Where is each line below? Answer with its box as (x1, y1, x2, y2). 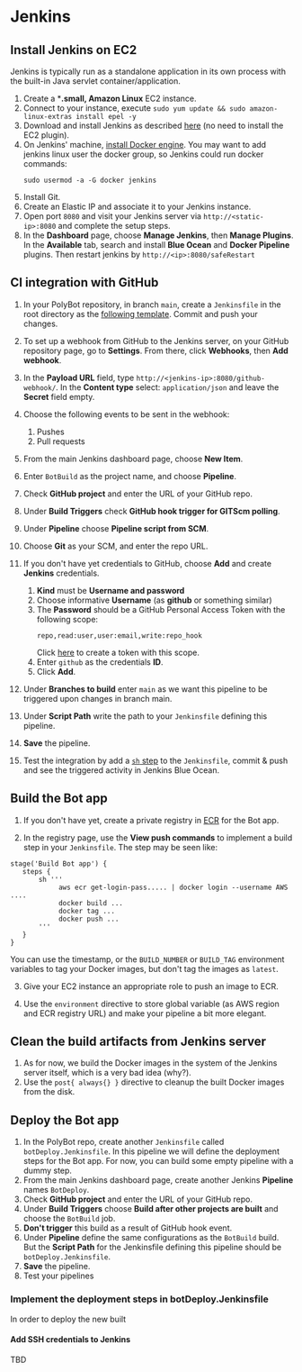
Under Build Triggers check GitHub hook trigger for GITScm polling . (22, 505, 281, 516)
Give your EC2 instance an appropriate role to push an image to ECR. (22, 980, 280, 992)
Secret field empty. (22, 391, 95, 402)
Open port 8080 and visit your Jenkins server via (22, 211, 201, 222)
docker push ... (58, 914, 120, 923)
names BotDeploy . (22, 1185, 90, 1195)
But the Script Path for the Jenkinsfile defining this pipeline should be (22, 1241, 282, 1253)
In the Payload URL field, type (22, 372, 135, 383)
